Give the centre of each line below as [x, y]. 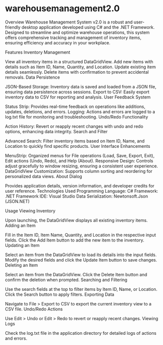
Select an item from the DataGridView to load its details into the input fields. [81, 255]
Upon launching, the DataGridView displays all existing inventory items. [76, 220]
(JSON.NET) [18, 201]
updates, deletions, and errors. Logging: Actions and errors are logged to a [80, 112]
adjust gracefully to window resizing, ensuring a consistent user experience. [81, 166]
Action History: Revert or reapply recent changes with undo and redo [74, 126]
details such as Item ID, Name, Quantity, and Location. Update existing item [81, 67]
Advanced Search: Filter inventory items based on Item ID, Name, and [75, 141]
